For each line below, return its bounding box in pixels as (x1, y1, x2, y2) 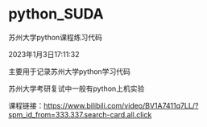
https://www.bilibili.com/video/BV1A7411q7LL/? (43, 100, 199, 110)
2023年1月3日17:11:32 (8, 49, 80, 59)
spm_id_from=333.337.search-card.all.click (8, 109, 152, 119)
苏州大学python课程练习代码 (8, 32, 102, 42)
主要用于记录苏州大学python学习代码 (8, 66, 130, 76)
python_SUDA (8, 5, 104, 23)
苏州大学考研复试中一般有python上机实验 (8, 84, 145, 93)
